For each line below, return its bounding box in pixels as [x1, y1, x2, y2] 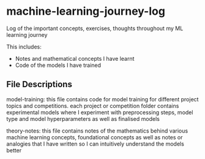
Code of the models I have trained [15, 61, 102, 69]
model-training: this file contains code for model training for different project [6, 95, 199, 103]
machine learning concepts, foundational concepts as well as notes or [6, 133, 183, 141]
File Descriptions [6, 79, 72, 90]
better [6, 146, 22, 154]
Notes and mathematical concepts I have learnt [15, 55, 135, 62]
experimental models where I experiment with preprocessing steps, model [6, 109, 193, 116]
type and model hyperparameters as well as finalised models [6, 115, 160, 122]
